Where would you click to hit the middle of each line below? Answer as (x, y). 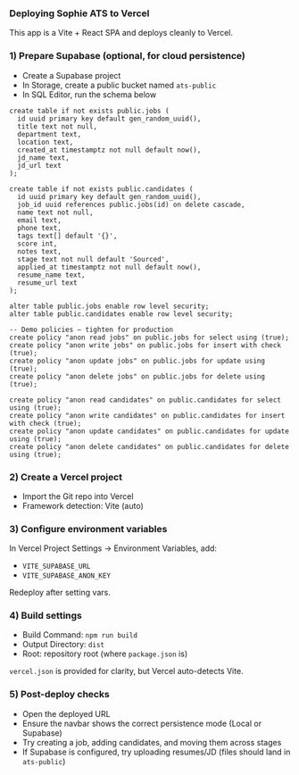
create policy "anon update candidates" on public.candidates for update (149, 431)
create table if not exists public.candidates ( (101, 189)
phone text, (40, 228)
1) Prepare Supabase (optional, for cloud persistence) (127, 56)
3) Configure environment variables (88, 529)
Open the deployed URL (66, 713)
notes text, (40, 251)
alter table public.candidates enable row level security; (121, 314)
